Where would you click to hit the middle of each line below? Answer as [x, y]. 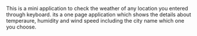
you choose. [21, 27]
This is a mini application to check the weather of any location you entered [97, 8]
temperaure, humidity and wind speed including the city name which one [95, 21]
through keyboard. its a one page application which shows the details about [99, 15]
